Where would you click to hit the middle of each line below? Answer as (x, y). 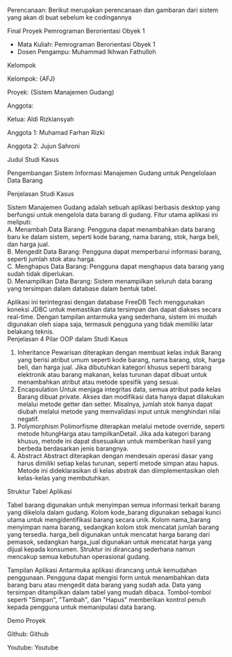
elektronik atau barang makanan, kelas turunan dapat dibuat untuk (112, 374)
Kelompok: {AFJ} (31, 79)
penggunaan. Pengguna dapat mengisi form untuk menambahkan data (108, 577)
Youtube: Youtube (33, 647)
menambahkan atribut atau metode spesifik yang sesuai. (98, 382)
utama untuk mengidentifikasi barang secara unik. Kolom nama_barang (109, 520)
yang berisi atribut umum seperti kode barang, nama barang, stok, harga (121, 360)
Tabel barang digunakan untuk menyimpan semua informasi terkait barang (114, 505)
